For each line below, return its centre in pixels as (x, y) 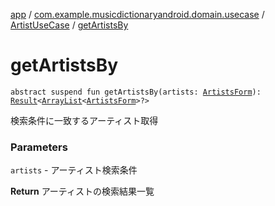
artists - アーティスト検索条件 (74, 170)
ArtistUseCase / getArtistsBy (69, 25)
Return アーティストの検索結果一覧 (82, 191)
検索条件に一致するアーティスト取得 (84, 120)
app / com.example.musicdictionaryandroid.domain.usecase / (137, 14)
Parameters (39, 147)
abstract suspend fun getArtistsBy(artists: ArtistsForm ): (136, 92)
